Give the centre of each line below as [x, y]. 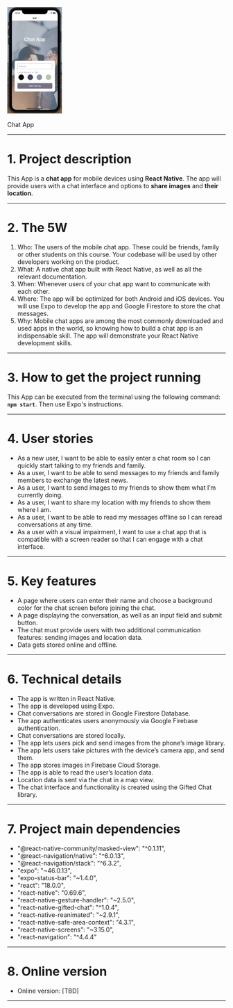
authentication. [38, 728]
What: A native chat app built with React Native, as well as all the [110, 270]
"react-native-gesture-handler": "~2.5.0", [76, 900]
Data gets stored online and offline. [67, 645]
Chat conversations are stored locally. [71, 735]
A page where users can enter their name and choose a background [115, 600]
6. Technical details [64, 679]
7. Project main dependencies [94, 829]
